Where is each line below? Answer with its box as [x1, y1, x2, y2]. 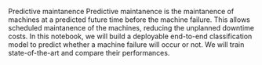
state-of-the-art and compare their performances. [8, 49, 170, 57]
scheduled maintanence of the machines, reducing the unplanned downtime [8, 23, 255, 32]
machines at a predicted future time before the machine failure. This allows [8, 15, 251, 24]
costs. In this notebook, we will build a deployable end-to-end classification [8, 31, 253, 41]
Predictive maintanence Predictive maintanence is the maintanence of [8, 7, 235, 16]
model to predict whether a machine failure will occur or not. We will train [8, 40, 245, 49]
